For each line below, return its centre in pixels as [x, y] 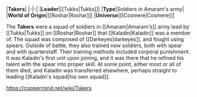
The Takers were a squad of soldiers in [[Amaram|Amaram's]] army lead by [98, 27]
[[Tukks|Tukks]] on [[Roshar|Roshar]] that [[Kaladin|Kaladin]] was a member [98, 33]
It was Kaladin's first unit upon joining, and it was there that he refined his [95, 58]
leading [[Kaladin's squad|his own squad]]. [58, 77]
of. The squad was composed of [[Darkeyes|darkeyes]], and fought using [95, 39]
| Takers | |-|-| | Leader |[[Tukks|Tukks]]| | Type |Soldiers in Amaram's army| [95, 9]
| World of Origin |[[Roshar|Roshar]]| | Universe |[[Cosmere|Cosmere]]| [90, 15]
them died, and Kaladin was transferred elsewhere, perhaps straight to [92, 70]
